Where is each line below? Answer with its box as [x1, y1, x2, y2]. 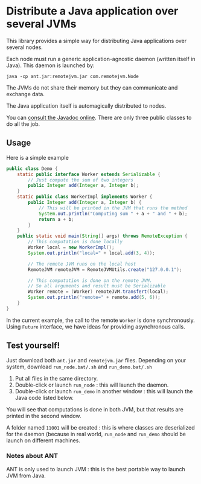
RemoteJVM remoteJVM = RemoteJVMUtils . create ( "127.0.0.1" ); [28, 266, 182, 273]
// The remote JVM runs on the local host [28, 261, 136, 267]
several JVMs [6, 17, 77, 31]
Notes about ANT [6, 452, 59, 460]
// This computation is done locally [28, 239, 123, 245]
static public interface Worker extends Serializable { [17, 171, 161, 177]
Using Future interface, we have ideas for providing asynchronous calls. [6, 322, 185, 330]
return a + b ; [38, 216, 74, 222]
